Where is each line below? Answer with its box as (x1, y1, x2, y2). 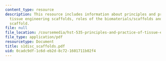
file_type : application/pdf (5, 35, 63, 40)
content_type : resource (5, 7, 54, 12)
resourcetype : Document (5, 39, 54, 44)
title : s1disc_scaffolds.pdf (5, 44, 65, 49)
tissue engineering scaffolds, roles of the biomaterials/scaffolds (9, 16, 154, 21)
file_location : (5, 30, 37, 35)
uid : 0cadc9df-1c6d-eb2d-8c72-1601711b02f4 (5, 48, 96, 53)
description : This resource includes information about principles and (5, 12, 156, 17)
